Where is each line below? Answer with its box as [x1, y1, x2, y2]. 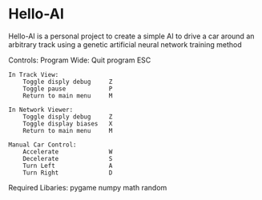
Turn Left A [22, 162, 113, 170]
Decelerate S [22, 154, 113, 162]
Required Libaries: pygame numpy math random [8, 182, 167, 192]
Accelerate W [22, 147, 113, 156]
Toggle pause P [22, 85, 113, 93]
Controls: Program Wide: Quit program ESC [8, 55, 151, 65]
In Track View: [8, 70, 59, 78]
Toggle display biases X [22, 119, 113, 128]
